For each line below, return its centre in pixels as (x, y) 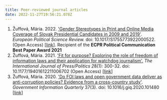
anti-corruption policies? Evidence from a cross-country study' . (78, 82)
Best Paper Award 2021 (37, 50)
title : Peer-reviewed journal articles (47, 10)
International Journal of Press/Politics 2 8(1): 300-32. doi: (71, 66)
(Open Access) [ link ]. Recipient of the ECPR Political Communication (84, 44)
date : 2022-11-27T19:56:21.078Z (39, 14)
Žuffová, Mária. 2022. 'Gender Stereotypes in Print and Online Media (83, 28)
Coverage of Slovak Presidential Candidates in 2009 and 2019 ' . (77, 34)
